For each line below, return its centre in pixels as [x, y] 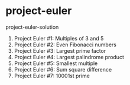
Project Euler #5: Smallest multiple [56, 63]
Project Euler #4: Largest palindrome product [69, 57]
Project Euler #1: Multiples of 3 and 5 [59, 38]
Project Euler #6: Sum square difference [63, 69]
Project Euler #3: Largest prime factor [60, 50]
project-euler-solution [32, 27]
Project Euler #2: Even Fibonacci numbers [65, 45]
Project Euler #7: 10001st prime [52, 76]
